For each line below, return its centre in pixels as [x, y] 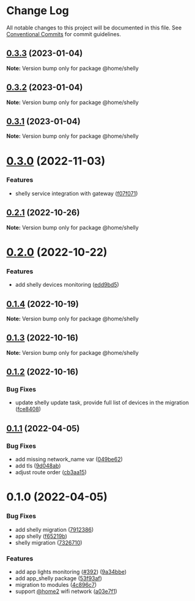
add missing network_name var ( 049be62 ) [69, 459]
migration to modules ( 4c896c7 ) [56, 584]
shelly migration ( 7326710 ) [49, 542]
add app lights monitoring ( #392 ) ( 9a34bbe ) [71, 572]
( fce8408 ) [28, 409]
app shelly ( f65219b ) [41, 536]
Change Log [38, 11]
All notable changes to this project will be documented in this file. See [94, 28]
